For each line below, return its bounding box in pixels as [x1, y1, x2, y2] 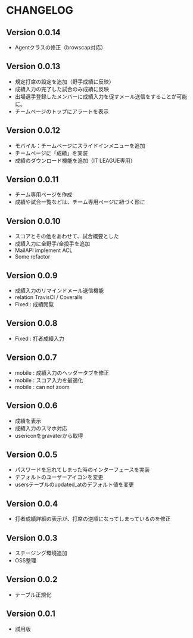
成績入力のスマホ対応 [14, 424, 67, 432]
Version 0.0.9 [6, 270, 58, 281]
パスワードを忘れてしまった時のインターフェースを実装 [14, 466, 150, 474]
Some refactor [14, 253, 51, 260]
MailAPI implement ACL [14, 247, 73, 254]
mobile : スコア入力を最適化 [14, 376, 83, 384]
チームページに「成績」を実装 [14, 150, 88, 157]
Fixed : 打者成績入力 [14, 335, 64, 342]
